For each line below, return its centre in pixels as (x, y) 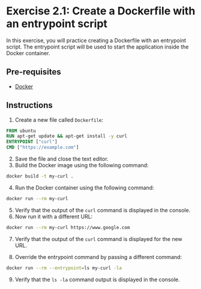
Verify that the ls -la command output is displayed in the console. (97, 279)
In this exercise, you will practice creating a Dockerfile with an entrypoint (96, 40)
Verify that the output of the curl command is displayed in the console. (103, 210)
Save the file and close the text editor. (62, 159)
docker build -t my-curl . (40, 176)
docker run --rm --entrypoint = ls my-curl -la (64, 268)
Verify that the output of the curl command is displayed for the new (99, 239)
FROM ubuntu (21, 131)
